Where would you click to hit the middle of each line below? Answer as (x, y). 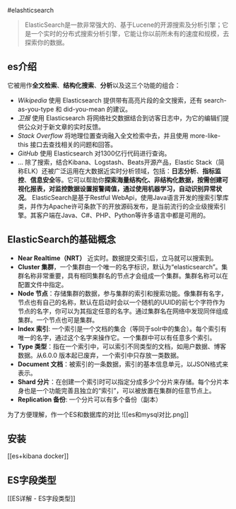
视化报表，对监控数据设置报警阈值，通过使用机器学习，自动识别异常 (117, 188)
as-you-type (36, 109)
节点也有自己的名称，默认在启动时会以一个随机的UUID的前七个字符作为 (121, 302)
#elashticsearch (31, 10)
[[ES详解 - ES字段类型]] (41, 498)
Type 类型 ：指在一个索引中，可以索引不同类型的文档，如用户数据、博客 (122, 346)
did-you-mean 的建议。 (98, 109)
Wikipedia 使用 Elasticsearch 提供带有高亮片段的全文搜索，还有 (110, 100)
